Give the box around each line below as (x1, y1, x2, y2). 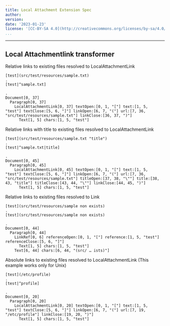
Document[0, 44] (5, 226, 39, 231)
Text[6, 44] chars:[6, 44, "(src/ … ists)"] (14, 248, 110, 253)
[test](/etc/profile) (5, 272, 51, 277)
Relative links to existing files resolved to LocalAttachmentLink (5, 63, 135, 69)
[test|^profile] (5, 281, 39, 286)
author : (5, 12, 22, 17)
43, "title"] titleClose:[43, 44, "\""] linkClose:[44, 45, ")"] (5, 180, 146, 186)
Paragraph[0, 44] (10, 230, 47, 235)
